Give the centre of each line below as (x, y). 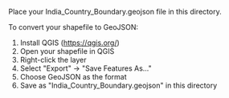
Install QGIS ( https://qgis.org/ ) (70, 43)
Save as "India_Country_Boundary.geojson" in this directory (119, 85)
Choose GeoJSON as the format (73, 77)
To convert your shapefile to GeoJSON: (74, 27)
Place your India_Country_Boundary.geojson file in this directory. (115, 12)
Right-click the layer (53, 60)
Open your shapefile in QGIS (67, 51)
